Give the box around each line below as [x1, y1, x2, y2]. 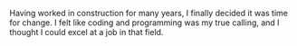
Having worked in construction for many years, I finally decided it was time [9, 8, 288, 18]
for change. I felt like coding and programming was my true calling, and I [9, 17, 280, 28]
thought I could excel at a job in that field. [9, 27, 164, 37]
